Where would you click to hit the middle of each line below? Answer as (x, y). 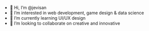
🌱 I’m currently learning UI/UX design (48, 18)
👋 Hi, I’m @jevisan (28, 8)
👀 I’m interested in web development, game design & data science (77, 13)
